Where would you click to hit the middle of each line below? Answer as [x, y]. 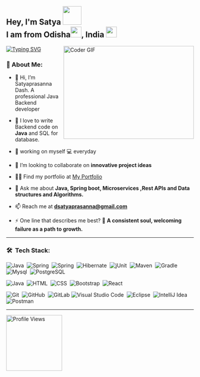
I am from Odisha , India [55, 35]
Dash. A [24, 90]
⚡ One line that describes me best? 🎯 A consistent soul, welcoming [98, 221]
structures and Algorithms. [49, 194]
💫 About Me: [24, 64]
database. [27, 140]
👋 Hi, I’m [25, 77]
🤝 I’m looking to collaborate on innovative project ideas [83, 165]
